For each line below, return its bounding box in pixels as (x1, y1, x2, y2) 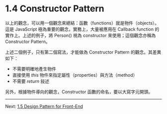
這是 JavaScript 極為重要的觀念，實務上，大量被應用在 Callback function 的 (5, 26, 160, 32)
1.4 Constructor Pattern (5, 3, 104, 14)
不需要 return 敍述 (12, 78, 50, 84)
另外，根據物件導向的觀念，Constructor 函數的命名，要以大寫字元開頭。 (5, 89, 153, 95)
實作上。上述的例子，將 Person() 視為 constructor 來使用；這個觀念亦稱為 (5, 32, 156, 38)
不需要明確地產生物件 (12, 65, 56, 72)
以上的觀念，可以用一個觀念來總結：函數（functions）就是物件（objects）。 (5, 20, 160, 26)
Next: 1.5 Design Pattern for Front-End (5, 103, 83, 109)
